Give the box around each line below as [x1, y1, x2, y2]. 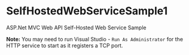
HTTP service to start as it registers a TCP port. [6, 42, 123, 49]
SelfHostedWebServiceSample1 [6, 4, 168, 18]
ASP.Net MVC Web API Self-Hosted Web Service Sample [6, 24, 147, 31]
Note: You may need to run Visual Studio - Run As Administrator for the [6, 35, 184, 42]
